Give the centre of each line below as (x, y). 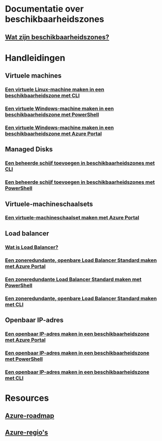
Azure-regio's (27, 432)
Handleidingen (35, 58)
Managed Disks (29, 150)
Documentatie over (44, 9)
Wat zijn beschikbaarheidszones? (57, 37)
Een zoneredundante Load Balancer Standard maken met (73, 279)
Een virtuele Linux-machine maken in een (55, 90)
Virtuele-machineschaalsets (49, 204)
